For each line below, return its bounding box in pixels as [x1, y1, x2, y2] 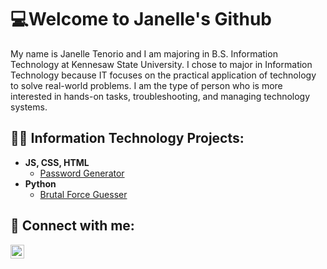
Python [24, 177, 57, 190]
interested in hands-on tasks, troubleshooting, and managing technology [10, 90, 311, 102]
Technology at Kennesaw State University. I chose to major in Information [10, 58, 313, 70]
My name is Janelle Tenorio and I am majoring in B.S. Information [10, 47, 278, 60]
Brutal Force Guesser [39, 188, 128, 200]
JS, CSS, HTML [24, 156, 90, 168]
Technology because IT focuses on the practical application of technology [10, 69, 317, 81]
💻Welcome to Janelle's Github [10, 8, 272, 31]
